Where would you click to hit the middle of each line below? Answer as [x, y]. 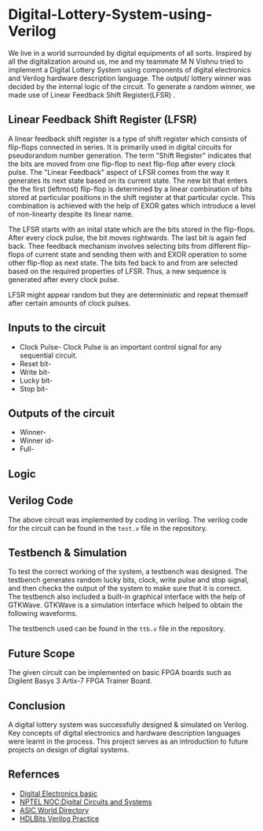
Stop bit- [34, 388]
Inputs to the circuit [57, 328]
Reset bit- [35, 363]
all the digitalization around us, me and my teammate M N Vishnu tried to [126, 61]
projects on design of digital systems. [69, 750]
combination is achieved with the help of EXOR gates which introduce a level [132, 206]
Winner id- [37, 441]
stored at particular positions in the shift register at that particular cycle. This [132, 197]
